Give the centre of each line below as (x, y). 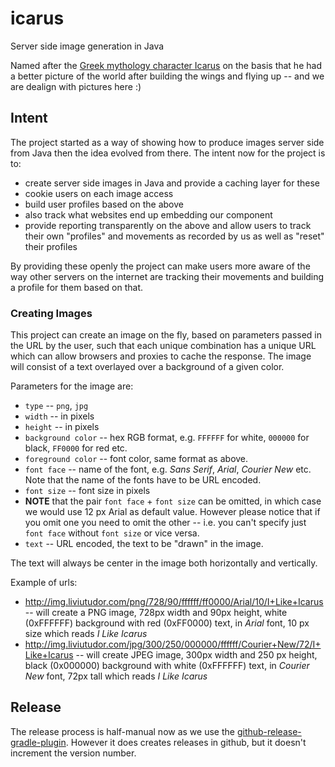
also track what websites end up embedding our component (148, 214)
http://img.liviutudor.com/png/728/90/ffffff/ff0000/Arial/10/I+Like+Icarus (174, 602)
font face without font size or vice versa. (112, 533)
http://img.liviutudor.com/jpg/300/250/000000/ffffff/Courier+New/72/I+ (173, 644)
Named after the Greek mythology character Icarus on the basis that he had (166, 65)
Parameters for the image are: (72, 386)
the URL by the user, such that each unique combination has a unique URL (163, 346)
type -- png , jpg (56, 406)
